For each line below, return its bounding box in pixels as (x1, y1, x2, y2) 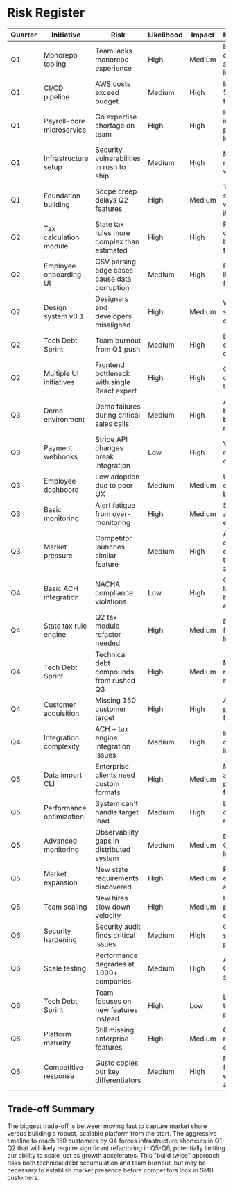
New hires (95, 893, 128, 903)
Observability (95, 827, 139, 837)
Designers (95, 293, 129, 303)
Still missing (95, 1025, 135, 1034)
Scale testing (44, 963, 87, 973)
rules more (95, 228, 130, 237)
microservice (44, 125, 87, 135)
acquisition (44, 708, 80, 718)
